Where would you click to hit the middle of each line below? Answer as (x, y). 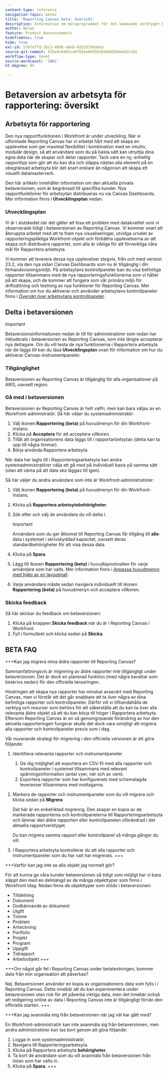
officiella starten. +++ (27, 1005)
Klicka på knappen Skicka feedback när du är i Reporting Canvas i (81, 623)
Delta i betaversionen (39, 312)
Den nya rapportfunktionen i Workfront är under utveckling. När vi (73, 136)
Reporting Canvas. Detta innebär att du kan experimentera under (72, 989)
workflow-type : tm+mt (28, 56)
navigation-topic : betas (31, 15)
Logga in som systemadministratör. (48, 1039)
